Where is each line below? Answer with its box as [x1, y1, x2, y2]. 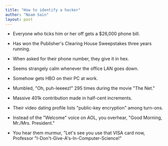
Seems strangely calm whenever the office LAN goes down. [12, 65, 139, 71]
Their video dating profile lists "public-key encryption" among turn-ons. [12, 105, 163, 111]
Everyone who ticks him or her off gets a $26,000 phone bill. [12, 31, 140, 37]
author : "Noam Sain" [5, 12, 49, 17]
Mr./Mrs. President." [12, 120, 55, 126]
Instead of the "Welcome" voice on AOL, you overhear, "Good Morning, [12, 115, 162, 121]
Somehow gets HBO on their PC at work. [12, 76, 98, 82]
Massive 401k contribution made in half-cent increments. [12, 95, 132, 101]
